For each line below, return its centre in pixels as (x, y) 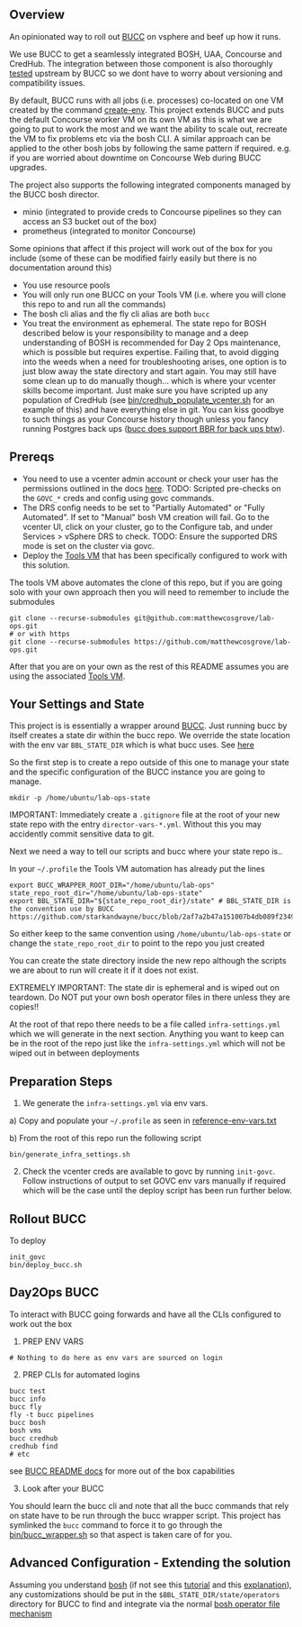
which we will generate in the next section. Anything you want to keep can (147, 1034)
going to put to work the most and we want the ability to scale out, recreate (148, 129)
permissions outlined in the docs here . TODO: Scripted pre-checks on (151, 488)
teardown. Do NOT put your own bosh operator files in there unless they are (150, 997)
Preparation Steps (61, 1081)
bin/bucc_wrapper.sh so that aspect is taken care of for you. (121, 1534)
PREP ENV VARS (53, 1341)
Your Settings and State (77, 704)
